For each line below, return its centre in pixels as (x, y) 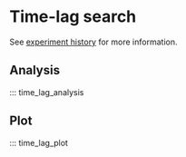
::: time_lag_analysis (47, 92)
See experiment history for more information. (93, 42)
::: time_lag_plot (39, 142)
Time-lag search (73, 17)
